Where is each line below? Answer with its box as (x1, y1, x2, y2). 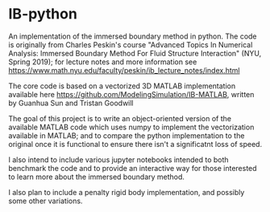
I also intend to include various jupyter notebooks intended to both (8, 154, 229, 165)
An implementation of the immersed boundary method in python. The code (8, 31, 257, 41)
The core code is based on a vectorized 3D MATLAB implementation (8, 81, 236, 91)
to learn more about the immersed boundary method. (8, 172, 185, 181)
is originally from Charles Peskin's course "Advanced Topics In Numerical (8, 39, 253, 49)
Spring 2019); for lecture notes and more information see (8, 57, 197, 67)
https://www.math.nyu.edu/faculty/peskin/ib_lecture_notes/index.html (8, 65, 240, 75)
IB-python (8, 5, 78, 23)
